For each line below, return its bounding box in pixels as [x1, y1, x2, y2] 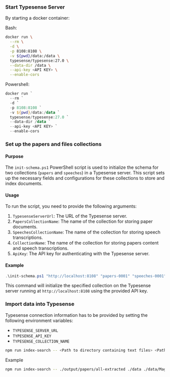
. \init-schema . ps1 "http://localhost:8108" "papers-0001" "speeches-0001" [5, 273, 166, 278]
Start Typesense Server [5, 4, 65, 11]
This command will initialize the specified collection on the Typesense [5, 282, 151, 289]
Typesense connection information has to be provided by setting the [5, 312, 148, 318]
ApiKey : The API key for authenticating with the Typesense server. [12, 251, 150, 257]
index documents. [5, 180, 43, 186]
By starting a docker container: [5, 15, 70, 21]
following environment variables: [5, 317, 73, 323]
